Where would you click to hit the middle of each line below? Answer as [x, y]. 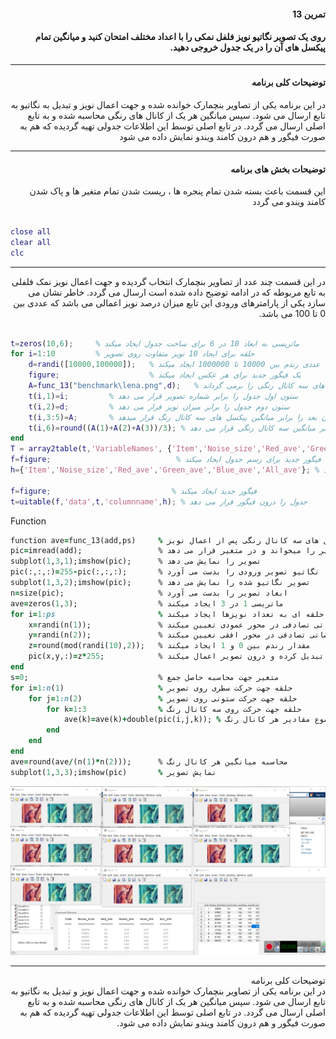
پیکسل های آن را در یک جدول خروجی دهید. [247, 47]
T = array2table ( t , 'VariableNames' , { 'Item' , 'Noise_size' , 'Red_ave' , [158, 449]
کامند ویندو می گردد [289, 202]
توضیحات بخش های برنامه [278, 169]
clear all [31, 242]
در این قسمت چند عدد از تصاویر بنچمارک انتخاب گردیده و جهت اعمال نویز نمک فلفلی [168, 281]
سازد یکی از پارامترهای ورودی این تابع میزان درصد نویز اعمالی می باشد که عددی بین [169, 302]
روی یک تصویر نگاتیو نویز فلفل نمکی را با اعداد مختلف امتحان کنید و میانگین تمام [180, 37]
